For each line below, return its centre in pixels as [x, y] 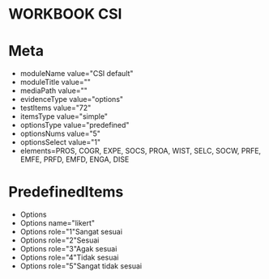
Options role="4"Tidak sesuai [69, 258]
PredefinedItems [66, 192]
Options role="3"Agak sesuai [68, 249]
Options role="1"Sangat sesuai [71, 232]
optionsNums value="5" [60, 133]
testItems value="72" [56, 108]
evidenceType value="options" [72, 99]
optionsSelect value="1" [60, 142]
